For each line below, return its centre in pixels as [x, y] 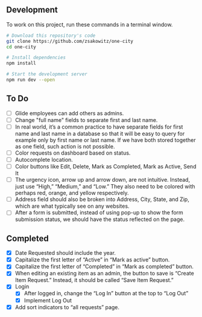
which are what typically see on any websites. [72, 206]
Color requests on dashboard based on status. [73, 153]
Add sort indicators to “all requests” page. [67, 307]
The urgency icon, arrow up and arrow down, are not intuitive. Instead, [103, 180]
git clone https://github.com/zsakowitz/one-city [70, 41]
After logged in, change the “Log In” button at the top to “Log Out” [106, 293]
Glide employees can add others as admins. [69, 113]
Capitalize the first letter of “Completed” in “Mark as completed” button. [104, 267]
